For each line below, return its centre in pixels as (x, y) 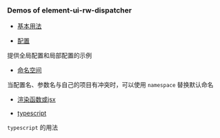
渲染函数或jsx (37, 99)
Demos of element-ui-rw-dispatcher (70, 10)
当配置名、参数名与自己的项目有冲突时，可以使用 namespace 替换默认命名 (110, 85)
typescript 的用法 (33, 128)
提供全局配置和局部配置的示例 (49, 56)
